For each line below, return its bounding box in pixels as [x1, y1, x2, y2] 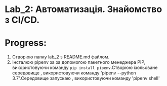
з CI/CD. [5, 14, 40, 26]
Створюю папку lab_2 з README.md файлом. [12, 54, 110, 60]
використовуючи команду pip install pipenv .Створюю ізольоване [12, 64, 158, 71]
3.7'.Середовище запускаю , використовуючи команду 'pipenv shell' [12, 75, 160, 81]
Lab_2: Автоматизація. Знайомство [5, 4, 162, 15]
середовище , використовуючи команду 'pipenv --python [12, 70, 136, 76]
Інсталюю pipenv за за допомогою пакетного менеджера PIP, [12, 59, 146, 65]
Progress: [5, 37, 47, 49]
